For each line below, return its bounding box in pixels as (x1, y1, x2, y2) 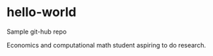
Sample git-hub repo (6, 27, 67, 36)
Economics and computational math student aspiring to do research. (6, 41, 207, 49)
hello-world (6, 4, 77, 20)
